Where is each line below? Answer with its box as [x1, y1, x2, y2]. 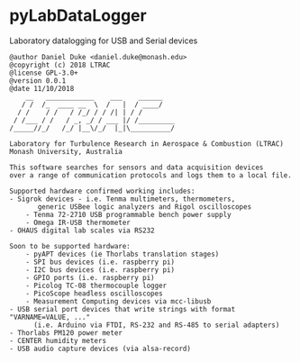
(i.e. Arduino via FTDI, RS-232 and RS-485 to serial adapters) [32, 321, 280, 330]
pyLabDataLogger [9, 5, 147, 26]
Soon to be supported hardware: [9, 241, 131, 250]
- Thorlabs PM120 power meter [9, 328, 123, 338]
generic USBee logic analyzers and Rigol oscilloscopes [37, 202, 252, 212]
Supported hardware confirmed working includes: [9, 186, 195, 195]
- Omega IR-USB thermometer [25, 218, 131, 227]
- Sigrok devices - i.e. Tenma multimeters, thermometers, [9, 195, 236, 204]
